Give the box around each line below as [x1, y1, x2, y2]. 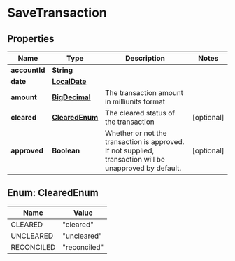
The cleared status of [104, 108, 176, 118]
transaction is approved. [104, 137, 185, 146]
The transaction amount [104, 88, 184, 97]
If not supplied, [104, 146, 155, 155]
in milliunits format [104, 97, 166, 106]
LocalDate [52, 77, 87, 86]
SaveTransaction [7, 5, 107, 21]
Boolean [52, 146, 80, 155]
